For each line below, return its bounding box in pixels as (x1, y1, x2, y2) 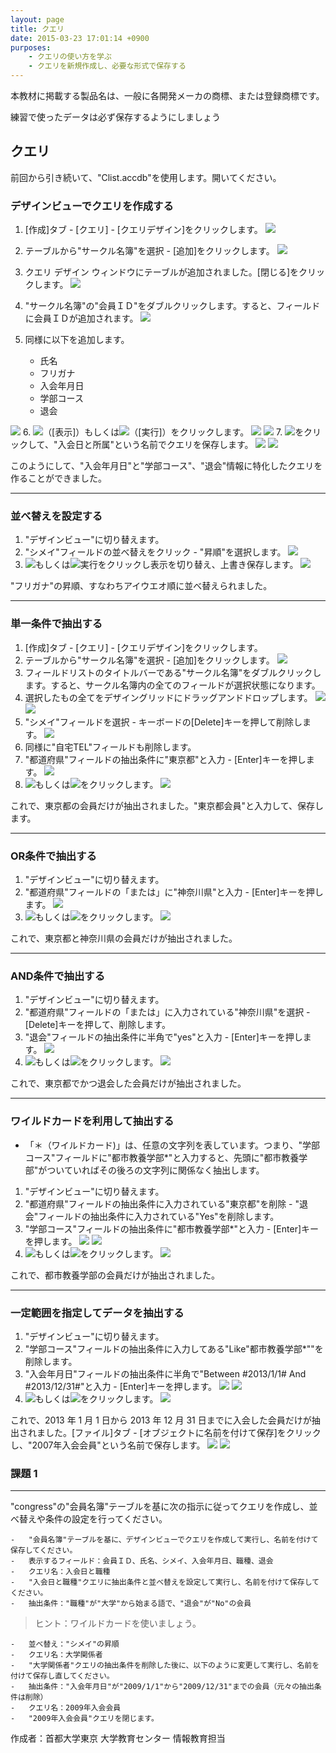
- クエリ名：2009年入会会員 (10, 1703, 122, 1713)
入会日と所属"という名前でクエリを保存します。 (57, 439, 254, 451)
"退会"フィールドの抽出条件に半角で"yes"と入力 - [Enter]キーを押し (24, 1031, 303, 1043)
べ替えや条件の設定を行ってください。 (10, 1513, 168, 1525)
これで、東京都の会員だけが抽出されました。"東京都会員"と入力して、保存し (10, 799, 324, 811)
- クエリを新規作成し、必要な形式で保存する (28, 61, 187, 71)
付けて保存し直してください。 (10, 1671, 115, 1681)
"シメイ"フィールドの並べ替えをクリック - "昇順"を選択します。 (24, 546, 287, 558)
